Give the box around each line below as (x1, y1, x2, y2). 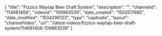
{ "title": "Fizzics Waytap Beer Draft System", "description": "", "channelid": (4, 4, 157, 10)
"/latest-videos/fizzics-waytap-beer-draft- (50, 20, 136, 26)
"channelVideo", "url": (4, 20, 50, 26)
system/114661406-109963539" (4, 25, 70, 31)
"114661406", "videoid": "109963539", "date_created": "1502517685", (4, 9, 145, 15)
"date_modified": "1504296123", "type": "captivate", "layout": (4, 15, 129, 20)
